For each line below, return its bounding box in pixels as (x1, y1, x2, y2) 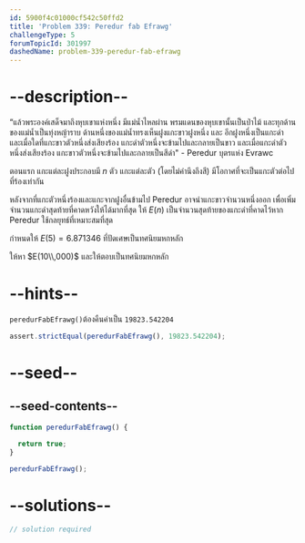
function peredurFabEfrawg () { (9, 423, 128, 432)
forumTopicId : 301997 (9, 38, 92, 48)
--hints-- (9, 283, 79, 304)
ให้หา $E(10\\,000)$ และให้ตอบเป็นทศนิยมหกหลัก (9, 251, 169, 262)
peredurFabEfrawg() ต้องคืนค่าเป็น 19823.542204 (9, 313, 175, 324)
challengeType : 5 (9, 30, 76, 39)
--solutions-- (9, 495, 112, 516)
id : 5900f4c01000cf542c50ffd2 (9, 13, 125, 23)
